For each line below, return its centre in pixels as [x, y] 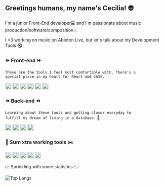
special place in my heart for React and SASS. [55, 77]
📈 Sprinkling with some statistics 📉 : [42, 166]
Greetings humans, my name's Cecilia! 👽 [70, 8]
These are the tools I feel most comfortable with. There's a [70, 73]
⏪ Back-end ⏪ [23, 101]
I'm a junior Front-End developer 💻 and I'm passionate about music [73, 23]
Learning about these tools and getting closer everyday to [68, 113]
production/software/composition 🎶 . [41, 30]
